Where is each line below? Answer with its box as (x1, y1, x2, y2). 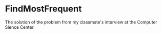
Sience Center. (5, 24, 35, 30)
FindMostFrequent (5, 3, 82, 14)
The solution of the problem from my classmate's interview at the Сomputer (5, 19, 158, 25)
